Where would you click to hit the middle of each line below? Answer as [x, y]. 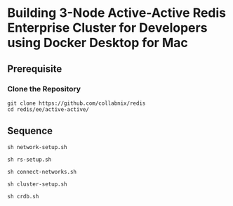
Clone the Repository [44, 89]
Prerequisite [35, 69]
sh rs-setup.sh [29, 160]
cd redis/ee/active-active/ [48, 109]
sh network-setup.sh [38, 147]
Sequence [30, 131]
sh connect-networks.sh [42, 172]
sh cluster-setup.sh [38, 184]
